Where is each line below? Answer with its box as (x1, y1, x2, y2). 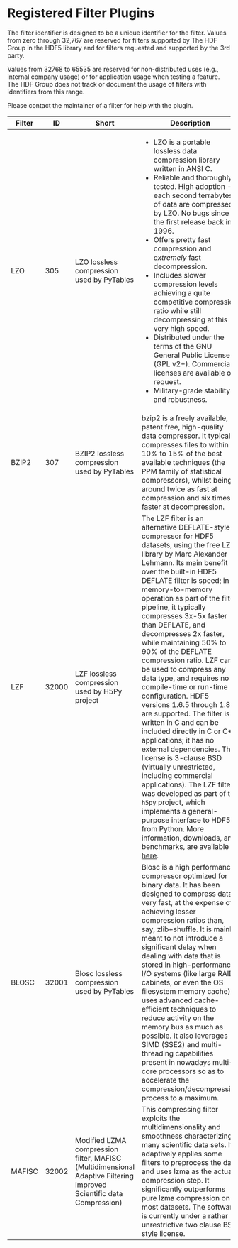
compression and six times (141, 493, 231, 503)
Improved (75, 1180, 108, 1190)
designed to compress (141, 889, 216, 899)
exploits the (141, 1113, 181, 1123)
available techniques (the (141, 457, 225, 467)
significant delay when (141, 942, 217, 952)
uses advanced (141, 995, 193, 1005)
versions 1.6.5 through (141, 699, 218, 709)
